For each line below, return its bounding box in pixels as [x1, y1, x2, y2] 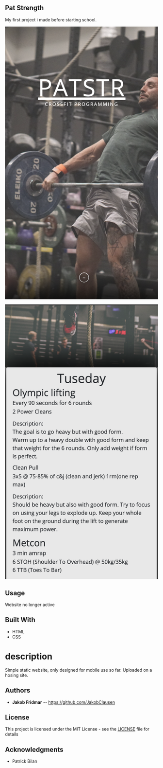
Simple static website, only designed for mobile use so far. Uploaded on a [5, 667, 152, 673]
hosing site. [5, 672, 28, 678]
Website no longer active [5, 602, 55, 607]
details [5, 732, 18, 737]
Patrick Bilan [12, 758, 37, 764]
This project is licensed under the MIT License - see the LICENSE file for [5, 726, 149, 732]
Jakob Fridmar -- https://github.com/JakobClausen [12, 699, 115, 705]
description [5, 651, 52, 662]
